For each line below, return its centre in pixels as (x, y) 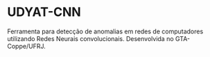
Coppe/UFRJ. (27, 46)
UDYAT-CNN (44, 12)
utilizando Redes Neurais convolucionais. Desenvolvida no (91, 38)
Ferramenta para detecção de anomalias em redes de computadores (105, 31)
